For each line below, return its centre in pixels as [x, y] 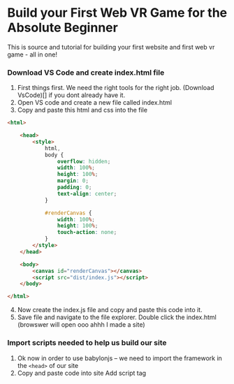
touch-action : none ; [87, 232]
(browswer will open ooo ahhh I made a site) [81, 325]
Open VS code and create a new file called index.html [95, 103]
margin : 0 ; [73, 181]
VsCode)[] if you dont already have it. [71, 95]
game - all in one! [32, 54]
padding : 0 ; [74, 187]
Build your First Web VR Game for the [117, 13]
